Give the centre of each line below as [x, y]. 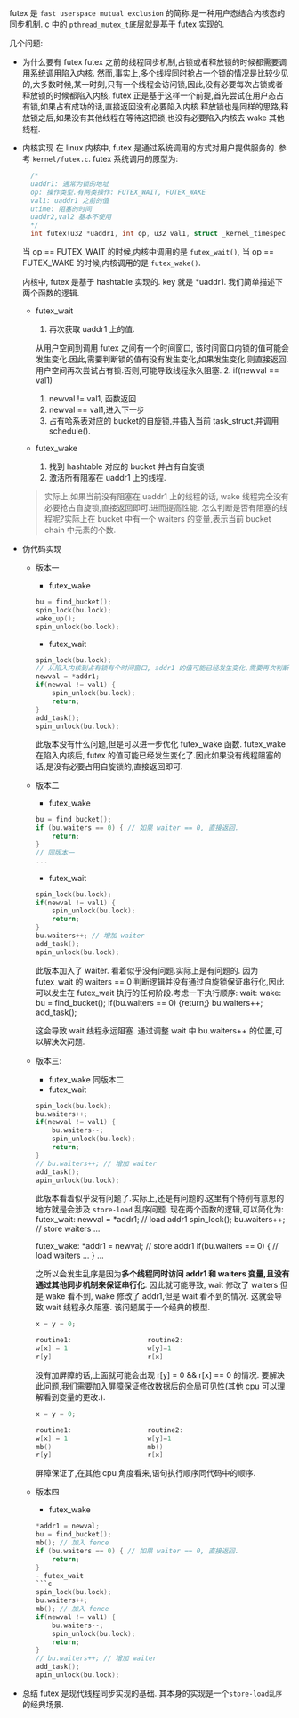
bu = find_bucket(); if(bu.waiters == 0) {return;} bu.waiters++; [149, 1002]
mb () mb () [99, 1447]
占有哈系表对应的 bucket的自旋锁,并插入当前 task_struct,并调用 [164, 421]
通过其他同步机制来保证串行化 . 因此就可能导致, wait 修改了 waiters [157, 1285]
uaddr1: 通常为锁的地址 [70, 184]
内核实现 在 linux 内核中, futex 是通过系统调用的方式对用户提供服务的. [149, 148]
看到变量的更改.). [74, 1397]
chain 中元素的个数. [80, 530]
